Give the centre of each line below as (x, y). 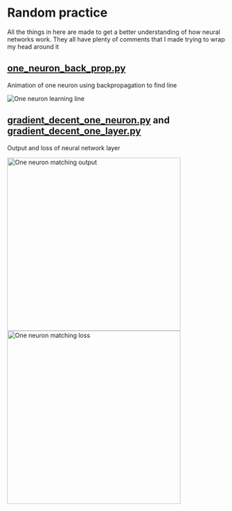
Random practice (57, 13)
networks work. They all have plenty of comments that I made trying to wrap (116, 39)
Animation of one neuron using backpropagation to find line (92, 85)
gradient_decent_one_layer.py (74, 131)
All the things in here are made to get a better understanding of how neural (114, 32)
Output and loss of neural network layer (64, 147)
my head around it (33, 46)
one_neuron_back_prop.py (66, 68)
